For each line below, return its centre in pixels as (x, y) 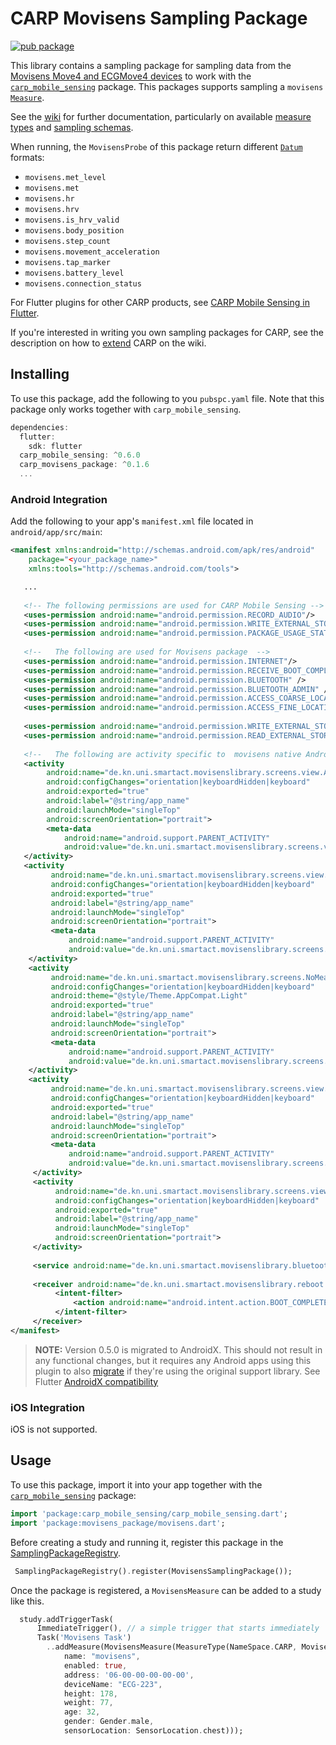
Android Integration (59, 499)
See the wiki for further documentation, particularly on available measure (161, 116)
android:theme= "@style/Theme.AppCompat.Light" (149, 996)
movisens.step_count (67, 241)
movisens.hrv (52, 209)
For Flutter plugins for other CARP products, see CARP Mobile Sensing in (160, 302)
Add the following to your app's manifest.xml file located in (132, 521)
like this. (27, 1601)
